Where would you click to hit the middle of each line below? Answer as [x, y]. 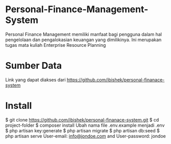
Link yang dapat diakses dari [35, 79]
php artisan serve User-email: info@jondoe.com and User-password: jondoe [86, 136]
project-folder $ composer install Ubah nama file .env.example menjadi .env [85, 125]
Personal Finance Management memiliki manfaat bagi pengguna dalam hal [84, 34]
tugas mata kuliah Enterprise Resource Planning [56, 45]
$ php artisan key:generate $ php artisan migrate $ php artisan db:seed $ [82, 130]
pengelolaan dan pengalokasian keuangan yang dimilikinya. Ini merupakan [83, 40]
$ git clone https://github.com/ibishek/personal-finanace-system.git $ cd [82, 120]
